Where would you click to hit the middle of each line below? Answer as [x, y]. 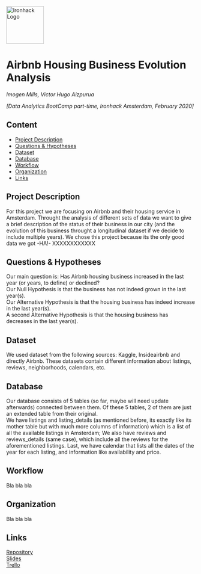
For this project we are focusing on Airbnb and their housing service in [93, 211]
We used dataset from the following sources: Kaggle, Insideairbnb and [93, 355]
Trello [13, 565]
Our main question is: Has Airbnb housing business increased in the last [95, 277]
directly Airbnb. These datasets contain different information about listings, [99, 361]
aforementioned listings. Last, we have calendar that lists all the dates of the [100, 446]
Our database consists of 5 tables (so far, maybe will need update [88, 401]
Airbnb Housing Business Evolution [96, 65]
